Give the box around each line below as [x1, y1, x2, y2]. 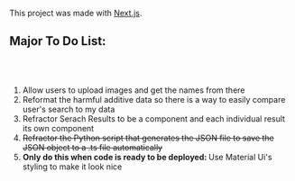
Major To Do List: [9, 33, 106, 49]
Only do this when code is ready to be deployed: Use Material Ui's [22, 151, 272, 162]
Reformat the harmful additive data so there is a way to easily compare [22, 94, 286, 104]
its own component [22, 122, 95, 133]
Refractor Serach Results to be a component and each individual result [22, 113, 286, 124]
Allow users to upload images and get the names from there [22, 85, 245, 95]
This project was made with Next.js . [9, 8, 143, 18]
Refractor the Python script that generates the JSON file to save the [22, 132, 275, 143]
